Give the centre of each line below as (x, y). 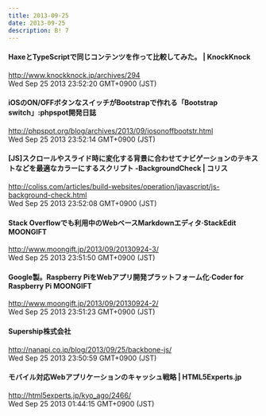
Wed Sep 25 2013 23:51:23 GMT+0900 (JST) (82, 312)
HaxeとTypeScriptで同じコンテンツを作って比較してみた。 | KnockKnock (129, 56)
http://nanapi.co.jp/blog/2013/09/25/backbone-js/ (90, 349)
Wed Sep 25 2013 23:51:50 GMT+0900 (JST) (82, 258)
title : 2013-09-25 (39, 16)
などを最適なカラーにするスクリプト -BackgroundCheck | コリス (121, 169)
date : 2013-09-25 (37, 23)
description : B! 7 (39, 30)
